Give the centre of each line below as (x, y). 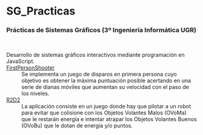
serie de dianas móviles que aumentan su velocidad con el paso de (105, 87)
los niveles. (35, 94)
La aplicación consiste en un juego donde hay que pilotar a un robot (106, 107)
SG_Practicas (41, 11)
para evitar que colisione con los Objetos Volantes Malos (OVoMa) (104, 113)
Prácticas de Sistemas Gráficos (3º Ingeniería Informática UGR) (101, 30)
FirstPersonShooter (31, 68)
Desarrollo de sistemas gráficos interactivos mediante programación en (95, 55)
